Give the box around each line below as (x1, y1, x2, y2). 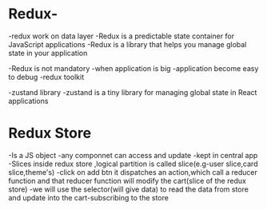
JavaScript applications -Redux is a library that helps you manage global (8, 39, 247, 49)
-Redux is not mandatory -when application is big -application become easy (8, 63, 259, 73)
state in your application (8, 48, 88, 57)
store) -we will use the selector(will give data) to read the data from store (8, 184, 249, 194)
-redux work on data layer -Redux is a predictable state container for (8, 31, 235, 41)
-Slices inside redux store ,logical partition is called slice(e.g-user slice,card (8, 159, 258, 168)
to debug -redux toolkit (8, 72, 85, 81)
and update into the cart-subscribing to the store (8, 192, 169, 202)
